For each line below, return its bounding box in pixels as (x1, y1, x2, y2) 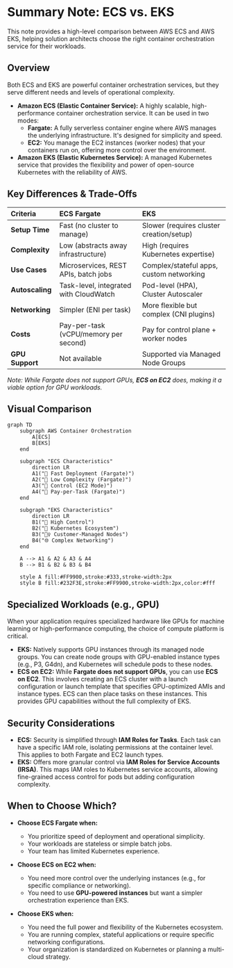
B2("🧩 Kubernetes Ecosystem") (32, 525, 119, 532)
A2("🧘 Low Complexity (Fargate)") (32, 476, 132, 483)
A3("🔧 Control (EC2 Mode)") (32, 483, 113, 490)
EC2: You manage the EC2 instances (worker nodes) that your (27, 138, 206, 147)
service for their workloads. (7, 42, 86, 50)
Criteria (10, 209, 37, 218)
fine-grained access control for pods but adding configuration (17, 773, 195, 781)
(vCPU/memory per (59, 329, 123, 339)
